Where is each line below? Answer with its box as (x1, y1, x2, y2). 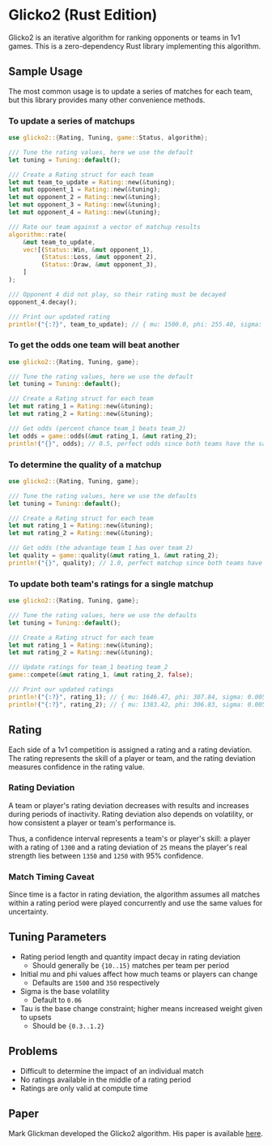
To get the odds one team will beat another (8, 339, 180, 351)
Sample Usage (8, 65, 83, 79)
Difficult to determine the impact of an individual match (19, 1066, 204, 1075)
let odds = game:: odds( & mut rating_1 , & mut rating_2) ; (8, 432, 198, 440)
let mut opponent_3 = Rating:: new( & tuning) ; (8, 201, 161, 209)
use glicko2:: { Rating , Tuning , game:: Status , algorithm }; (8, 134, 208, 142)
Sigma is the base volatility (19, 986, 110, 996)
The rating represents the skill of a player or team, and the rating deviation (8, 753, 257, 763)
